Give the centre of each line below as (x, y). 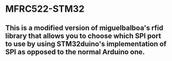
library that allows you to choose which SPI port (83, 36)
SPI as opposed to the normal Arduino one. (75, 52)
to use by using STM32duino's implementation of (86, 44)
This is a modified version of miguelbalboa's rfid (84, 28)
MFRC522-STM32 (45, 9)
